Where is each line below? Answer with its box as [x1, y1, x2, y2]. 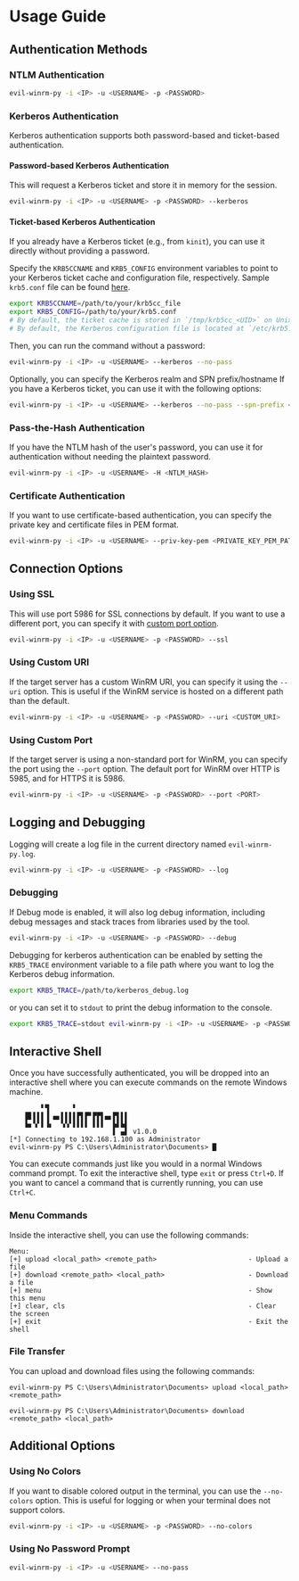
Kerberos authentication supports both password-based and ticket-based [9, 130, 280, 141]
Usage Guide [9, 6, 107, 27]
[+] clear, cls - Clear [9, 1301, 277, 1311]
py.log [9, 849, 34, 858]
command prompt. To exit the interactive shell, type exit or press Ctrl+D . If [9, 1168, 285, 1179]
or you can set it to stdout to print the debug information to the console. [9, 1002, 273, 1013]
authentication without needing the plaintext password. [9, 451, 211, 461]
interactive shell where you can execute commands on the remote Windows [9, 1077, 287, 1088]
